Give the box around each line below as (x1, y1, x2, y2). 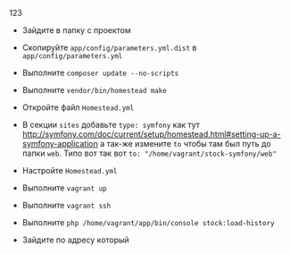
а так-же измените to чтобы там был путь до (99, 139, 271, 148)
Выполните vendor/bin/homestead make (21, 85, 167, 95)
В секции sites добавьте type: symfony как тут (21, 120, 201, 130)
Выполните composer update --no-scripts (21, 67, 179, 78)
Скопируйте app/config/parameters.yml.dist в (21, 42, 197, 53)
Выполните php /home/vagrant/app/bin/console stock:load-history (21, 217, 275, 227)
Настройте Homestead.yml (21, 165, 118, 175)
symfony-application (21, 139, 98, 148)
